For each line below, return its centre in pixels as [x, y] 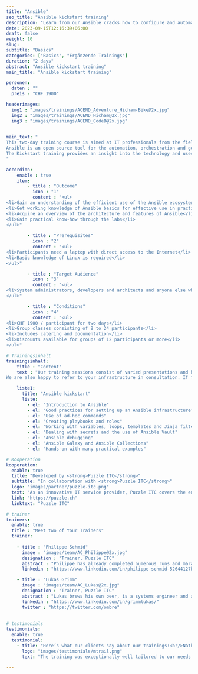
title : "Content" [39, 367]
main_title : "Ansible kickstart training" [59, 72]
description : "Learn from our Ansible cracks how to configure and [91, 22]
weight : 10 [19, 39]
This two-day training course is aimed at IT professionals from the [93, 142]
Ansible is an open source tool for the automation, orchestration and [96, 148]
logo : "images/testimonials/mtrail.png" [72, 651]
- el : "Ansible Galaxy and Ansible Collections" [88, 443]
